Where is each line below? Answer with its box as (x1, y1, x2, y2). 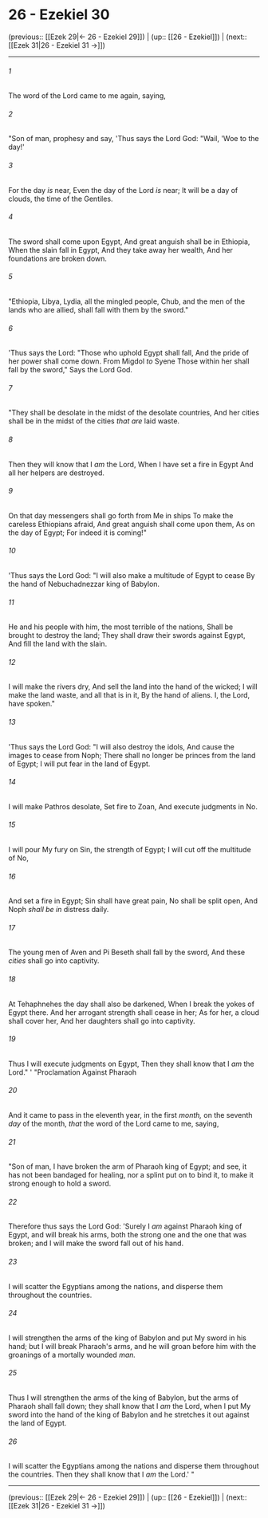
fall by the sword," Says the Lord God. (8, 365, 133, 375)
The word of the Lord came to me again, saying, (8, 91, 166, 100)
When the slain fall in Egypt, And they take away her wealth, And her (8, 245, 234, 254)
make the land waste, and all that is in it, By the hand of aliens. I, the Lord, (8, 690, 250, 700)
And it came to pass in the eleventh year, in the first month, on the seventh (8, 1111, 253, 1119)
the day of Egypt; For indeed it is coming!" (8, 528, 148, 537)
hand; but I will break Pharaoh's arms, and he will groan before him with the (8, 1341, 257, 1351)
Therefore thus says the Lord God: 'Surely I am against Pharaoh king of (8, 1221, 242, 1231)
